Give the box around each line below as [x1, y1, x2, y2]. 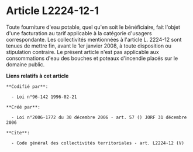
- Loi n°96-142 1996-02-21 [11, 94, 77, 100]
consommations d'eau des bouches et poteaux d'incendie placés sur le [6, 55, 178, 62]
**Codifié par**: [6, 83, 49, 89]
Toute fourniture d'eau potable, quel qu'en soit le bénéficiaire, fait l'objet [6, 23, 180, 31]
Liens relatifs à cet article [6, 72, 69, 79]
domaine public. [6, 60, 45, 68]
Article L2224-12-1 [6, 4, 99, 18]
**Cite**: [6, 130, 30, 136]
